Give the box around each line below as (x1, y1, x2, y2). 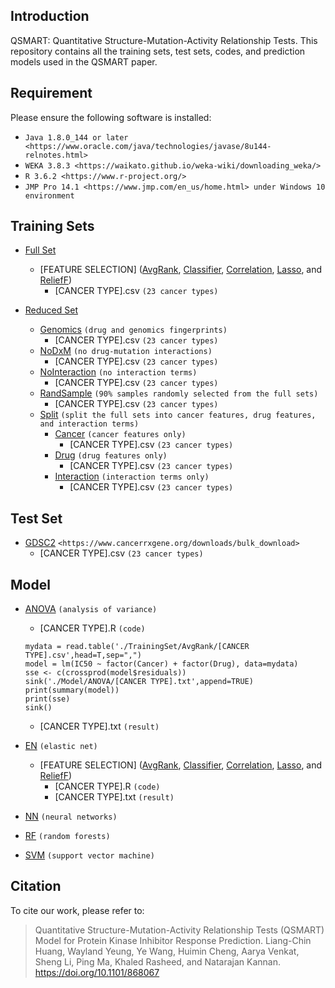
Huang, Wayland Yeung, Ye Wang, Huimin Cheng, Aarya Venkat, (34, 945, 300, 957)
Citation (10, 878, 62, 895)
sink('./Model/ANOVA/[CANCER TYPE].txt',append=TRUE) (24, 677, 254, 687)
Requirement (10, 85, 93, 102)
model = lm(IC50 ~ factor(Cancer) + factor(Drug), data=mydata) (24, 659, 299, 669)
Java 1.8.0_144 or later (24, 132, 129, 143)
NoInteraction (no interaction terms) (39, 366, 198, 378)
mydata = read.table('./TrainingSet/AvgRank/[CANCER (24, 642, 250, 652)
